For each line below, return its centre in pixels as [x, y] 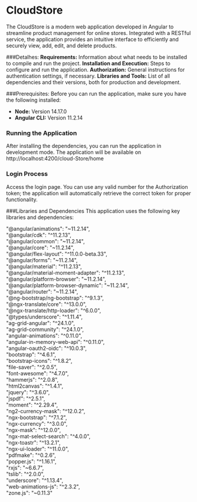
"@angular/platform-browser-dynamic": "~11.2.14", [68, 285]
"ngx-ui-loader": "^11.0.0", [38, 449]
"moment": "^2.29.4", [32, 405]
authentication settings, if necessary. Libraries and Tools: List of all [88, 76]
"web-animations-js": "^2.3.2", [43, 487]
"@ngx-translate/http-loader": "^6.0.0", [54, 310]
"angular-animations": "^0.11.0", [44, 336]
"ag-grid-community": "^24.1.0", [45, 329]
